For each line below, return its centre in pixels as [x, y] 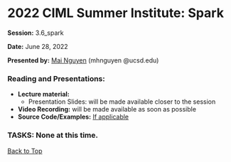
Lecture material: [43, 94]
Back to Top [25, 151]
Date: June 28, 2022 [38, 46]
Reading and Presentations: [56, 78]
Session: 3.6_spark [36, 33]
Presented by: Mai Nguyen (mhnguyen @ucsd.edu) [83, 60]
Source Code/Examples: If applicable [73, 117]
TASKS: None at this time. [53, 135]
